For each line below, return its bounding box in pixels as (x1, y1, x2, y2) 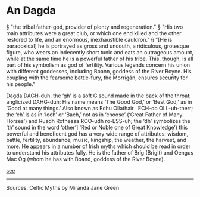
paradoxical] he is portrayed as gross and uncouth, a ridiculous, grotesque (6, 42, 189, 50)
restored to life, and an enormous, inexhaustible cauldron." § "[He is (6, 36, 173, 43)
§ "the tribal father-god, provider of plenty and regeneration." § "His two (6, 23, 183, 30)
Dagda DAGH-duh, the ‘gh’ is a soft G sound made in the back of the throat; (6, 92, 192, 99)
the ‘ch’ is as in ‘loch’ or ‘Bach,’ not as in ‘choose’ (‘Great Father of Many (6, 111, 183, 118)
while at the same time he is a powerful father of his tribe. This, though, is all (6, 55, 193, 62)
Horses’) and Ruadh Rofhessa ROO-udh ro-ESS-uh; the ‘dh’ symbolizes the (6, 117, 190, 124)
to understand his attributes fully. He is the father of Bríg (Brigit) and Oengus (6, 149, 194, 156)
